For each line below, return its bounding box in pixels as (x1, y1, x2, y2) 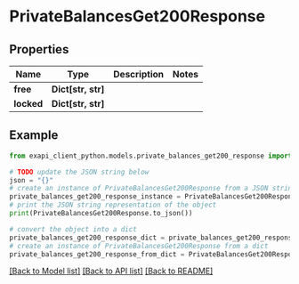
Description (113, 69, 165, 80)
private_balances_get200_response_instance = (9, 192, 181, 201)
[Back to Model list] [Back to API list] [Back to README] (9, 265, 214, 277)
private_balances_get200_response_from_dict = (9, 249, 185, 259)
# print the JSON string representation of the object (9, 200, 217, 210)
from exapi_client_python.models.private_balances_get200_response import (9, 151, 293, 160)
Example (9, 127, 59, 143)
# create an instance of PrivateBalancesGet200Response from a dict (9, 241, 269, 250)
